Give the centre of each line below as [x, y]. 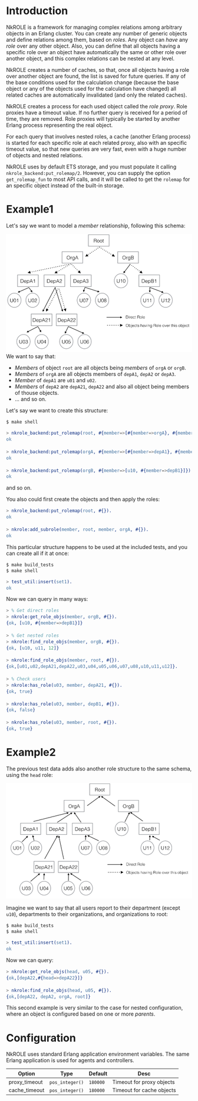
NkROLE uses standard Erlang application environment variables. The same [98, 1054]
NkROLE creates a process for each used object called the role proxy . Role [97, 106]
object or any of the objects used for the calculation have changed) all [91, 88]
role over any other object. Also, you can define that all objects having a [93, 46]
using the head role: [29, 775]
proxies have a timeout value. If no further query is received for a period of [97, 113]
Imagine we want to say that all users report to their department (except [93, 908]
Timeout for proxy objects [143, 1082]
